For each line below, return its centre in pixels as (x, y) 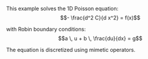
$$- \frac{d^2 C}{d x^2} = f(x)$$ (100, 18)
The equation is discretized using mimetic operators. (71, 50)
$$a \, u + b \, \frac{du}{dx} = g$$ (100, 38)
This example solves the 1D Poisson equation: (62, 9)
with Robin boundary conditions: (46, 29)
